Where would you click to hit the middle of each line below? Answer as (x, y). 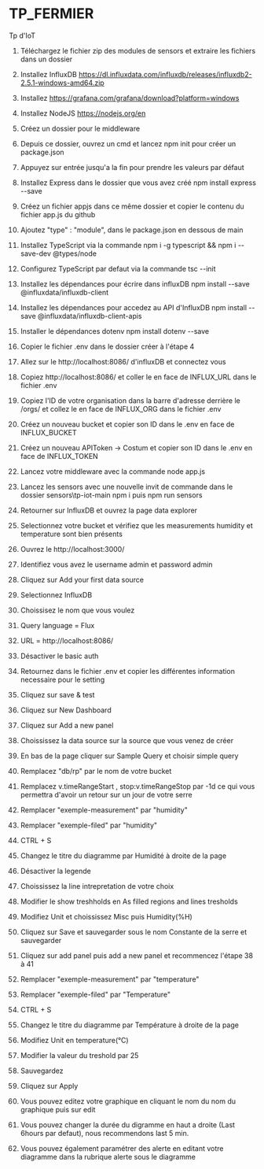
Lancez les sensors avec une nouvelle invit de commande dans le (126, 486)
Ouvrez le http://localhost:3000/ (72, 549)
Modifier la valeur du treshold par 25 (79, 1055)
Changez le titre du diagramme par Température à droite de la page (129, 1025)
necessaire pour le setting (62, 679)
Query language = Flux (57, 625)
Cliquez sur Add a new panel (67, 725)
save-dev (36, 253)
